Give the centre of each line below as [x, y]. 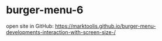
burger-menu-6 [45, 10]
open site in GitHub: [30, 26]
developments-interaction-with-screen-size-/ [61, 32]
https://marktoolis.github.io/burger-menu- [105, 26]
